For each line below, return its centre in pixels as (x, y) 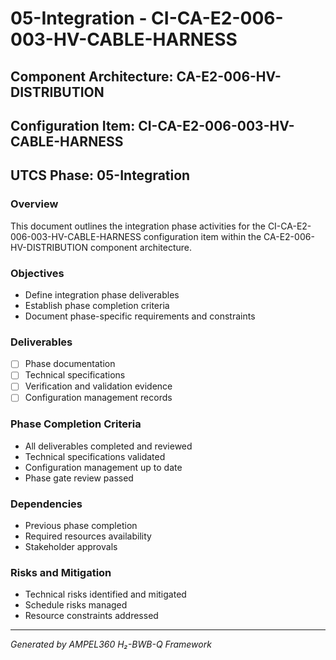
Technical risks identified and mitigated (105, 594)
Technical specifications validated (95, 456)
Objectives (37, 273)
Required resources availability (88, 536)
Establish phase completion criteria (97, 305)
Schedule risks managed (76, 605)
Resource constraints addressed (91, 616)
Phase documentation (70, 364)
